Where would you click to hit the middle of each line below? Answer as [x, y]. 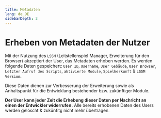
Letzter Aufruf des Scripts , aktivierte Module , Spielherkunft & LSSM [75, 71]
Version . [13, 76]
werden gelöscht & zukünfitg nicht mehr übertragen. [57, 111]
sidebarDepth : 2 [21, 18]
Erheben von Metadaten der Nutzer [78, 42]
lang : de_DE [17, 14]
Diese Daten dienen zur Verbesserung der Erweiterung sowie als [70, 86]
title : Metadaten [23, 9]
